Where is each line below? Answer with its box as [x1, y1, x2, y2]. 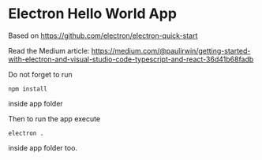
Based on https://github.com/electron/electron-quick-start [8, 31, 198, 40]
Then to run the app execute [8, 113, 101, 123]
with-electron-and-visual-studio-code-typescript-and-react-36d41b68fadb [8, 54, 254, 64]
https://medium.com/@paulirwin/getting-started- [91, 46, 251, 55]
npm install [8, 84, 47, 93]
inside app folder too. [8, 143, 77, 152]
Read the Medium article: [8, 46, 90, 55]
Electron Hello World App [8, 5, 178, 23]
